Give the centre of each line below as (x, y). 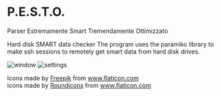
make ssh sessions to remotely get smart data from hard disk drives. (104, 51)
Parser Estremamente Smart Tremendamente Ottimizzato (88, 31)
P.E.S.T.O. (36, 12)
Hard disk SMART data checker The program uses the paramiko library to (110, 44)
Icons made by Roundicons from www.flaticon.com (79, 85)
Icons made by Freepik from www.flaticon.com (73, 78)
